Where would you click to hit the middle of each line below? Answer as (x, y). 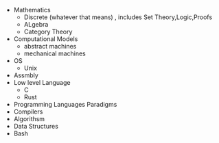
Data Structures (36, 126)
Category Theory (48, 31)
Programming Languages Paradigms (65, 104)
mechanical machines (55, 53)
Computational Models (46, 39)
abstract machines (50, 46)
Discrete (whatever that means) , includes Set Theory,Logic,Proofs (118, 17)
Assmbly (26, 75)
